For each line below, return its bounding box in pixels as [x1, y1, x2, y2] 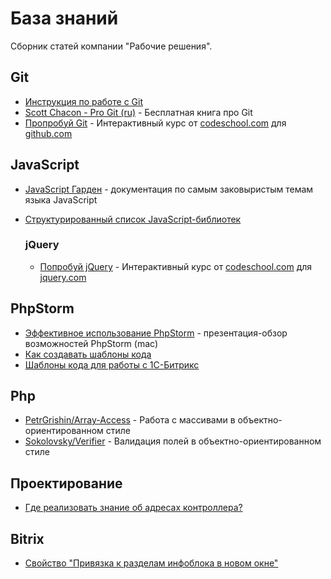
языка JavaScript [24, 193, 98, 206]
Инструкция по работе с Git [24, 95, 143, 107]
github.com [24, 127, 73, 139]
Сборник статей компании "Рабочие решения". [10, 40, 213, 52]
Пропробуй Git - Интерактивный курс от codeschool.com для [24, 117, 287, 129]
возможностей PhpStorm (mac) [24, 337, 158, 349]
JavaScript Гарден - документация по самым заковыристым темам [24, 183, 314, 195]
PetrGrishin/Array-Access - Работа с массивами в [24, 414, 236, 426]
